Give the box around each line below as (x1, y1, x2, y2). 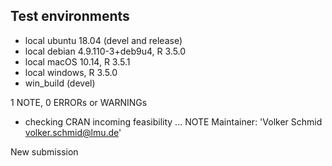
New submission (10, 145, 79, 158)
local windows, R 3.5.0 (24, 66, 118, 78)
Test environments (10, 8, 130, 25)
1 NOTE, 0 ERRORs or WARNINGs (10, 96, 148, 108)
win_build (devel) (24, 77, 96, 89)
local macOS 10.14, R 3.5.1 (24, 55, 131, 68)
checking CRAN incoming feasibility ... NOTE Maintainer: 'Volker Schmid (24, 115, 323, 128)
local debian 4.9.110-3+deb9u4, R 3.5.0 (24, 45, 187, 57)
